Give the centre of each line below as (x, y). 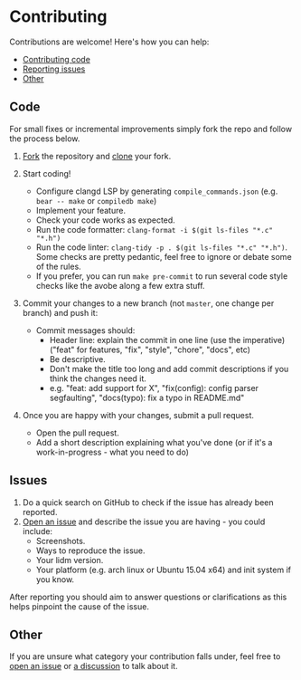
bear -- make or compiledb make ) (96, 200)
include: (37, 531)
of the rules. (58, 266)
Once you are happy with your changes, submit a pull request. (138, 415)
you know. (55, 579)
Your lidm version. (70, 560)
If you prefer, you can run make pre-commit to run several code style (162, 276)
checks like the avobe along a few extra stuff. (120, 285)
